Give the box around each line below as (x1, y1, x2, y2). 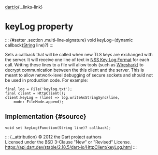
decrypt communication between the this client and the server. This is (5, 67, 144, 73)
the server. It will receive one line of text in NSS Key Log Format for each (5, 57, 150, 62)
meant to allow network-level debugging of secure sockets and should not (5, 72, 153, 78)
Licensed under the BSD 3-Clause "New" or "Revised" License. (5, 139, 131, 145)
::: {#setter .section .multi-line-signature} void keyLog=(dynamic (5, 37, 133, 43)
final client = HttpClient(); (5, 91, 66, 96)
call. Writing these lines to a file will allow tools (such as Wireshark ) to (5, 62, 144, 67)
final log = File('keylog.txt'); (5, 87, 72, 92)
